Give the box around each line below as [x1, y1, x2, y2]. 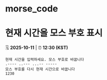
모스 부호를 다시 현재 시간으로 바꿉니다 [5, 67, 75, 72]
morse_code [5, 3, 58, 14]
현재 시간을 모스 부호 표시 [5, 27, 103, 39]
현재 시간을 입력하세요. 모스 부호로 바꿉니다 [5, 57, 84, 62]
